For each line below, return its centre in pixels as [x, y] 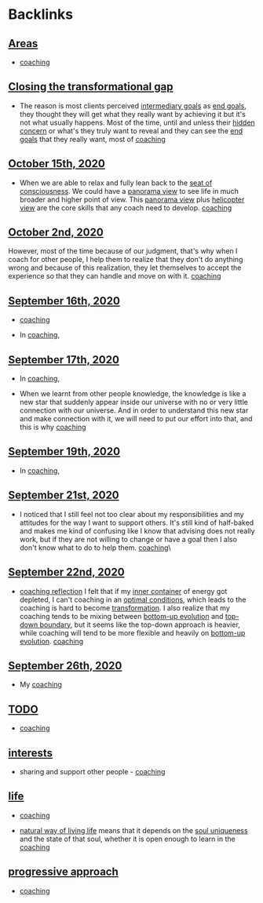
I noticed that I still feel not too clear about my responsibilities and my [132, 514]
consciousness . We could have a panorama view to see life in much [129, 191]
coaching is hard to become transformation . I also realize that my [124, 608]
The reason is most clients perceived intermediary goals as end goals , [133, 106]
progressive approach [64, 872]
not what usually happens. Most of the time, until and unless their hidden [137, 122]
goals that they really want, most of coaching [93, 139]
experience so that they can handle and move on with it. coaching [115, 276]
